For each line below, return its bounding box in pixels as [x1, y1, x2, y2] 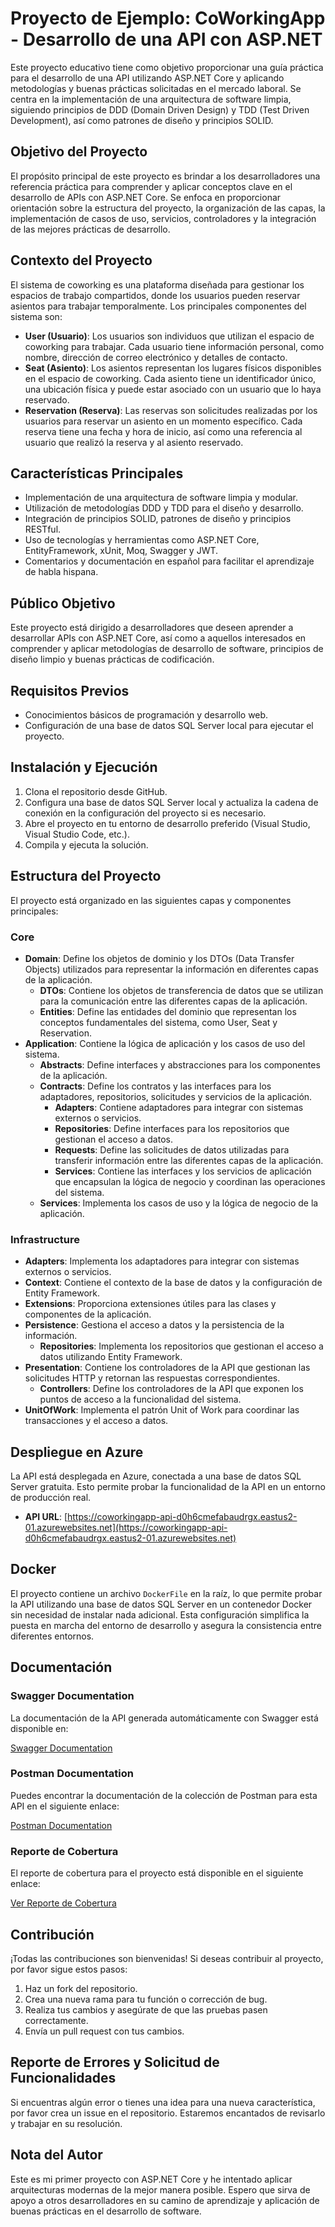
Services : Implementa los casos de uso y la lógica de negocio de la [39, 1197, 319, 1209]
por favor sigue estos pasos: [10, 1963, 128, 1975]
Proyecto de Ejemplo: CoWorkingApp [10, 7, 326, 30]
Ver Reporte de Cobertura [10, 1897, 117, 1909]
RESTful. [24, 523, 62, 536]
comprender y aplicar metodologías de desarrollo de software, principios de [10, 643, 324, 655]
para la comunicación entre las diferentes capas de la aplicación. [39, 995, 308, 1007]
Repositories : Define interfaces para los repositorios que [54, 1122, 290, 1134]
